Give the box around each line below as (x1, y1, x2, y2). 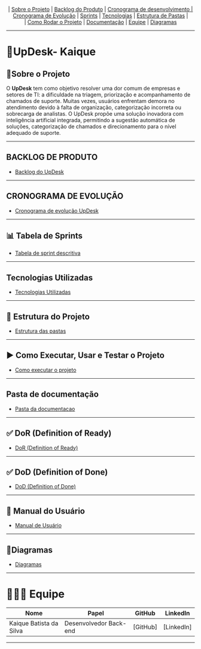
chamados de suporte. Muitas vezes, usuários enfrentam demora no (6, 98, 175, 104)
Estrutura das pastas (14, 327, 66, 335)
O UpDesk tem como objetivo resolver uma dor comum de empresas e (6, 84, 181, 92)
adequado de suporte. (6, 129, 61, 136)
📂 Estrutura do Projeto (6, 312, 90, 322)
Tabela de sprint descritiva (14, 249, 81, 257)
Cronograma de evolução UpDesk (14, 207, 99, 214)
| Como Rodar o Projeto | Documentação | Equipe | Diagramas (24, 19, 177, 25)
